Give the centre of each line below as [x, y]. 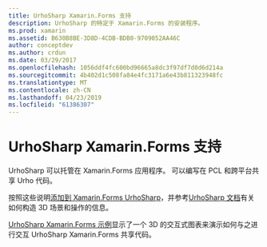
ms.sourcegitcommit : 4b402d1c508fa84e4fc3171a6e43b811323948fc [116, 75]
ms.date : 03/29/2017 [43, 61]
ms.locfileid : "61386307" [51, 105]
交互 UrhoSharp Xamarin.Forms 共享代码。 [85, 235]
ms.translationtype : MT [48, 82]
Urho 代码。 [37, 181]
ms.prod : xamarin [37, 30]
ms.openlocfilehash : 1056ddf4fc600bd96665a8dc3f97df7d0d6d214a [116, 68]
